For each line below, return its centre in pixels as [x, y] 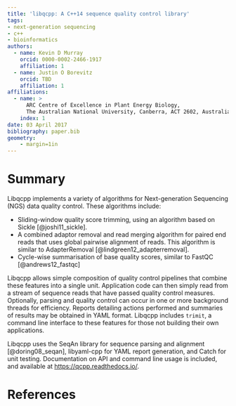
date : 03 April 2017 [38, 125]
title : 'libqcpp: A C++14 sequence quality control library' [99, 14]
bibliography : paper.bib [44, 131]
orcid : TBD [36, 79]
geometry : [22, 138]
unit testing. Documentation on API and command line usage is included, [112, 359]
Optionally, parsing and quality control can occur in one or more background [118, 301]
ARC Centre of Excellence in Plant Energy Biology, [103, 105]
